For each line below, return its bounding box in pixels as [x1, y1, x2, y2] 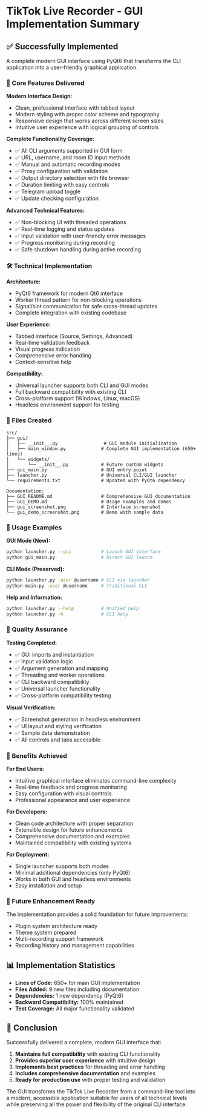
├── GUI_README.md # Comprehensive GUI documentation [6, 493, 191, 499]
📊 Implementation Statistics [6, 960, 116, 970]
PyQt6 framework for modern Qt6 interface [15, 290, 123, 297]
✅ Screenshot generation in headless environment [15, 715, 141, 723]
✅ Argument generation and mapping [15, 665, 109, 672]
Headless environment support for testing [15, 401, 120, 408]
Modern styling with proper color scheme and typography [15, 111, 160, 118]
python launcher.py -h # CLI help [6, 611, 129, 617]
